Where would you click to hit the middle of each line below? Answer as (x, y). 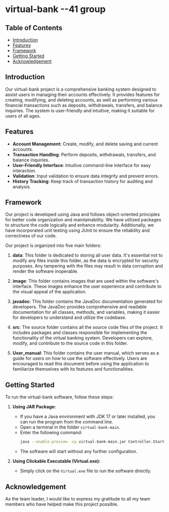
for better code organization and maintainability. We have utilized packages (83, 220)
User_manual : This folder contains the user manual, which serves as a (86, 353)
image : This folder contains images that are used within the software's (86, 281)
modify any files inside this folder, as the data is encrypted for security (86, 261)
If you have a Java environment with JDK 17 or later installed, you (88, 416)
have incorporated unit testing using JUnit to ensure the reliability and (77, 230)
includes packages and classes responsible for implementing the (80, 332)
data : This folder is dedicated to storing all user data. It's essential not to (88, 255)
